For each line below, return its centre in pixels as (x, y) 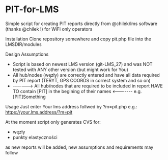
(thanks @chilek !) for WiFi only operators (49, 29)
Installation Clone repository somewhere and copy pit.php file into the (78, 39)
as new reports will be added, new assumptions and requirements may (79, 147)
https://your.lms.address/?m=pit (39, 112)
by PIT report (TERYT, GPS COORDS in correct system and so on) (82, 80)
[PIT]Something (29, 97)
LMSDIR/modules (23, 44)
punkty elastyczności (35, 137)
